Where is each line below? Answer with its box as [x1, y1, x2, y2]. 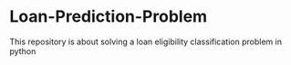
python [9, 45, 36, 56]
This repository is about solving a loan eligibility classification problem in [9, 36, 283, 47]
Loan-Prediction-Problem [9, 6, 208, 27]
